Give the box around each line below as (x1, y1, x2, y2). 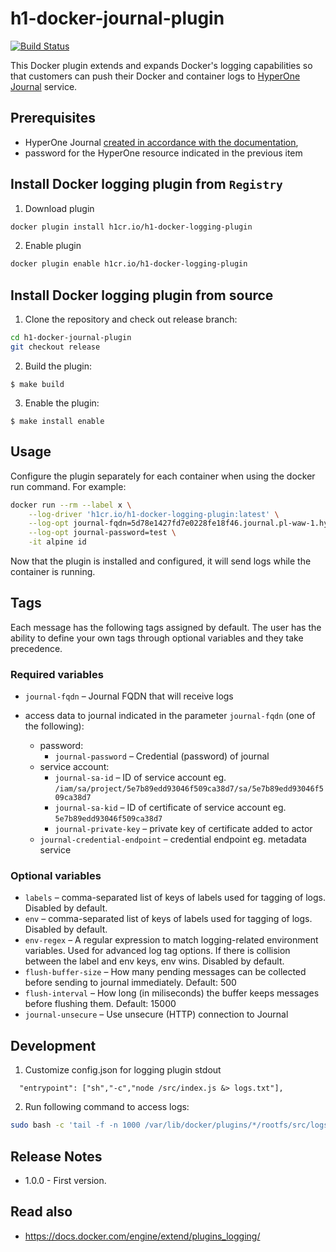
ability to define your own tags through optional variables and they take (10, 632, 304, 644)
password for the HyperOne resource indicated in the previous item (24, 147, 303, 159)
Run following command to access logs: (24, 1101, 190, 1113)
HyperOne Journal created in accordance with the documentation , (24, 136, 299, 148)
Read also (10, 1203, 73, 1221)
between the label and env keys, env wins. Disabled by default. (24, 955, 285, 967)
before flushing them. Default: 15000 (24, 998, 177, 1010)
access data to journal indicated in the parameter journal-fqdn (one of (24, 710, 316, 722)
